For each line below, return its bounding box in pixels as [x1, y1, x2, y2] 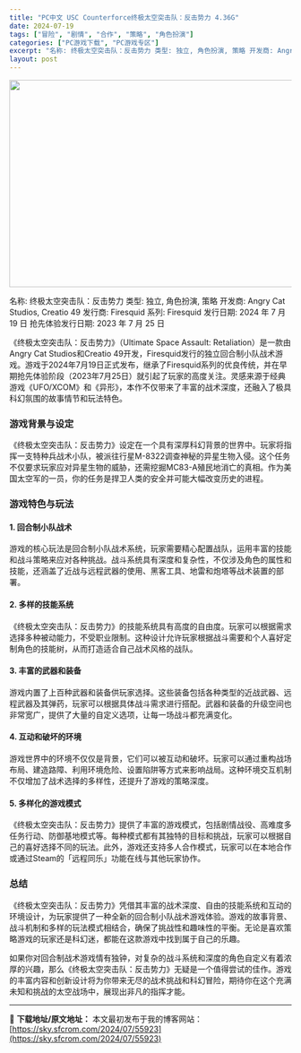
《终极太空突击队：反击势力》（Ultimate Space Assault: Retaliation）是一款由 [9, 337, 291, 348]
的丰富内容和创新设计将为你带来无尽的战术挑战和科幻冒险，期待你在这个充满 [9, 974, 292, 986]
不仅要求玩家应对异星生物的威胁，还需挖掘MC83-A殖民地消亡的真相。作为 [9, 462, 284, 473]
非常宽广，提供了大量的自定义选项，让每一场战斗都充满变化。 [9, 709, 237, 720]
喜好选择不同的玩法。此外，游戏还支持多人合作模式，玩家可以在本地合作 [24, 842, 292, 852]
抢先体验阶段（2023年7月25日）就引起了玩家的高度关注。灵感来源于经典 [16, 371, 287, 381]
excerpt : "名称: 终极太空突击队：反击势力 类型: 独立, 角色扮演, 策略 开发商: [9, 47, 274, 56]
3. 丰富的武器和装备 [9, 665, 82, 677]
